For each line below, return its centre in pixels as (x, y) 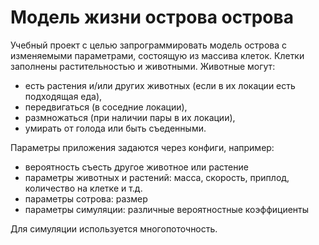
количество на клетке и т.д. (83, 188)
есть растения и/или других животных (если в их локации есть (160, 85)
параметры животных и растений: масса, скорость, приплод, (157, 177)
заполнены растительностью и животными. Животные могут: (143, 66)
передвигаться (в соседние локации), (106, 107)
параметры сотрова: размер (86, 198)
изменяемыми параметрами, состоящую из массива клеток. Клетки (157, 55)
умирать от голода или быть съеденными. (115, 128)
